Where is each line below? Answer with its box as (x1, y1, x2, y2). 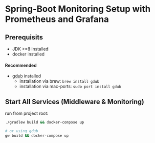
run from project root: (5, 110, 49, 116)
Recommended (5, 62, 37, 68)
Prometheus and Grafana (5, 14, 109, 25)
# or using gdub (5, 128, 38, 133)
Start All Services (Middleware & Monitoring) (5, 97, 144, 106)
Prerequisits (5, 33, 43, 41)
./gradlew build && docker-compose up (5, 120, 84, 125)
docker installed (12, 51, 45, 57)
